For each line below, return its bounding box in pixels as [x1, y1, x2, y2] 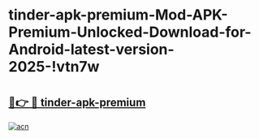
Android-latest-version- [8, 41, 175, 59]
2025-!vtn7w [8, 58, 100, 76]
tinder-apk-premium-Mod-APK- [8, 6, 229, 24]
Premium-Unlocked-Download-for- [8, 23, 252, 41]
